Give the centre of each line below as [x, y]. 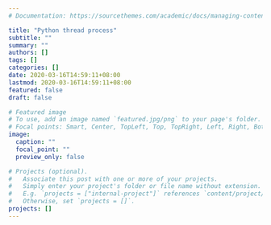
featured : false [35, 90]
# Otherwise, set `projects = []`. [72, 202]
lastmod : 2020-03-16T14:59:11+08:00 [70, 82]
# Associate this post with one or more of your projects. [113, 179]
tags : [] [23, 60]
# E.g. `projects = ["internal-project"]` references [104, 194]
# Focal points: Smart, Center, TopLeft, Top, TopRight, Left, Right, [129, 127]
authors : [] [28, 53]
